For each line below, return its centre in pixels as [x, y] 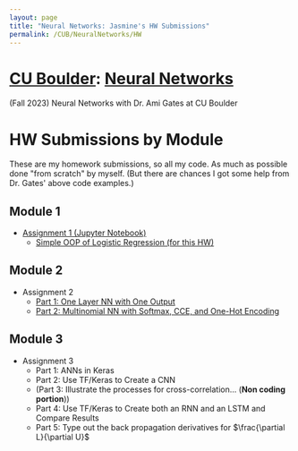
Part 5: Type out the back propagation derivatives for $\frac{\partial [160, 427]
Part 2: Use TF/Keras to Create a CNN [106, 379]
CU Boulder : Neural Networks [122, 78]
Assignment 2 [48, 292]
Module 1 [35, 211]
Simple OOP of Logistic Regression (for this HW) [125, 243]
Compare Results [68, 418]
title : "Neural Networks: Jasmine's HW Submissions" [110, 26]
